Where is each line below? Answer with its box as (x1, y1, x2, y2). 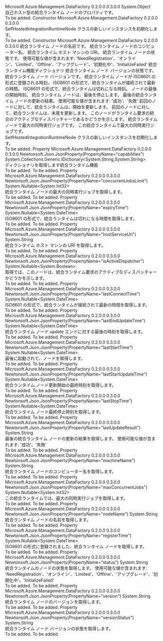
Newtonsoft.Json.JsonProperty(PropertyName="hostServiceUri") (5, 231, 137, 237)
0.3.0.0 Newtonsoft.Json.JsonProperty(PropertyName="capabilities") (5, 151, 145, 157)
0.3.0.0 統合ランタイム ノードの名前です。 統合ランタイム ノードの (5, 43, 138, 49)
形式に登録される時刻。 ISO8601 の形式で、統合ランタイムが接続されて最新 (5, 80, 156, 86)
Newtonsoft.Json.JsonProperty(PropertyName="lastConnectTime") (5, 291, 141, 297)
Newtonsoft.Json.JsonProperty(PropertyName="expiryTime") (5, 205, 129, 210)
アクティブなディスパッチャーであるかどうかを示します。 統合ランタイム (13, 116, 158, 122)
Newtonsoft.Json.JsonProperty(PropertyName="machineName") (5, 458, 136, 463)
